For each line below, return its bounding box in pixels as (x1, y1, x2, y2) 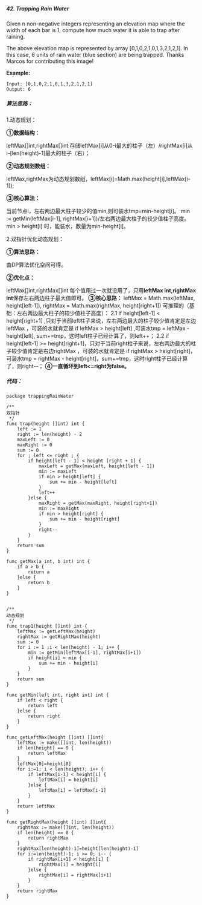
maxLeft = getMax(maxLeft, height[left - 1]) (38, 463, 155, 469)
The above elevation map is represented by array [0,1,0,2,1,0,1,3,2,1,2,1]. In (6, 44, 189, 51)
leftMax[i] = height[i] (38, 777, 98, 783)
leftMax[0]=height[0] (17, 760, 71, 767)
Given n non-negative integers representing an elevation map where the (6, 20, 185, 27)
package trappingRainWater (6, 393, 74, 399)
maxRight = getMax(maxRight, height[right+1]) (38, 500, 158, 506)
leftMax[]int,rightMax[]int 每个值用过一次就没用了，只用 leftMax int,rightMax (6, 286, 197, 294)
